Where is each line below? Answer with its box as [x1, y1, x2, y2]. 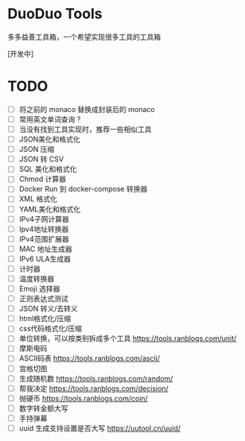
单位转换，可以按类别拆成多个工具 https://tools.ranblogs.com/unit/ [18, 334, 237, 343]
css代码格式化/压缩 [18, 323, 83, 334]
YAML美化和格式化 [18, 204, 81, 214]
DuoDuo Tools [7, 5, 103, 23]
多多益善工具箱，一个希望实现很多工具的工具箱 [7, 32, 161, 41]
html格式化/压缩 [18, 314, 72, 323]
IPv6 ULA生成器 [18, 253, 71, 263]
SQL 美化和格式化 [18, 164, 77, 174]
